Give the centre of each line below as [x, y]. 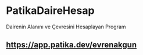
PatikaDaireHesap [50, 11]
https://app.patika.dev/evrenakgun [71, 45]
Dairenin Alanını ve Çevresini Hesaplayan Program [66, 27]
